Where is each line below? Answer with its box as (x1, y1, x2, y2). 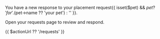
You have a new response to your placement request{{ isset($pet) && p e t (5, 5, 153, 10)
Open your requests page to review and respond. (5, 19, 105, 25)
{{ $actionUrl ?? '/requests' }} (5, 29, 65, 34)
